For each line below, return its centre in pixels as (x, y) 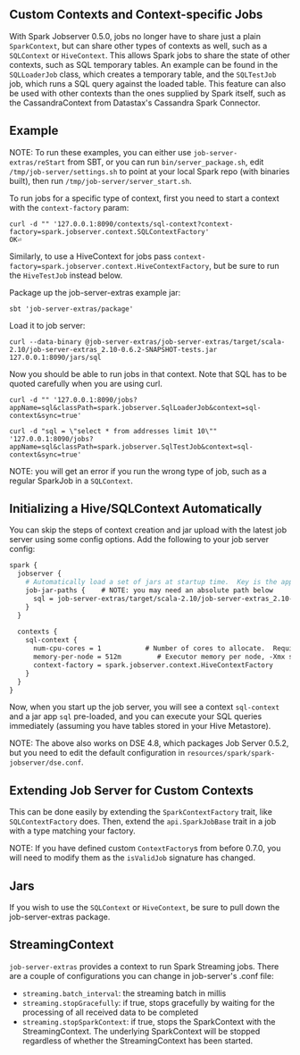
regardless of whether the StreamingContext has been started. (137, 1041)
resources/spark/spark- (231, 754)
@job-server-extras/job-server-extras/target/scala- (185, 342)
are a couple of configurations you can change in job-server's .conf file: (142, 975)
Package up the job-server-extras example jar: (95, 292)
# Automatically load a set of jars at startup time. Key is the (151, 582)
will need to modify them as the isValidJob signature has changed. (133, 858)
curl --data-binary (46, 342)
